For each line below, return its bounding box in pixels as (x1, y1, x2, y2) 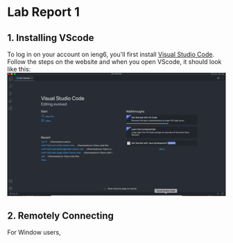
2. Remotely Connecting (7, 210, 114, 221)
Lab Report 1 (7, 4, 80, 20)
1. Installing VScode (7, 32, 94, 44)
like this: (7, 65, 31, 73)
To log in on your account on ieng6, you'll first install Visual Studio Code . (7, 50, 215, 58)
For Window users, (7, 228, 61, 237)
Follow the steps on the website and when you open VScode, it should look (7, 58, 222, 66)
